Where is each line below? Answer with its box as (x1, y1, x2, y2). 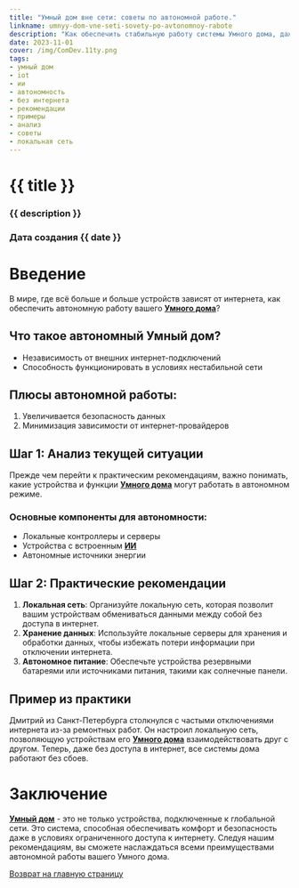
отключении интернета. (21, 647, 113, 658)
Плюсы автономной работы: (9, 387, 178, 402)
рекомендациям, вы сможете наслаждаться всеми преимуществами (9, 842, 274, 852)
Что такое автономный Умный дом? (9, 328, 222, 343)
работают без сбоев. (9, 753, 89, 763)
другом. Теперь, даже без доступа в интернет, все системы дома (9, 744, 260, 755)
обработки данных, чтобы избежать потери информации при (21, 637, 255, 648)
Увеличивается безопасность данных (21, 411, 166, 422)
